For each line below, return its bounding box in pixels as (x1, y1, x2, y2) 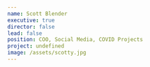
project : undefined (7, 43, 65, 50)
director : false (7, 23, 55, 30)
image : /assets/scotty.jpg (7, 50, 87, 57)
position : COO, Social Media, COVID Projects (7, 36, 143, 43)
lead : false (7, 29, 42, 37)
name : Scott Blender (7, 10, 68, 17)
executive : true (7, 17, 55, 24)
